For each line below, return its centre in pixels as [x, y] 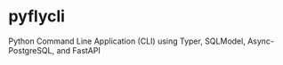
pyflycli [37, 16]
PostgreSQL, [32, 50]
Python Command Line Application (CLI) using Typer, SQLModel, [127, 41]
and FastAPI [79, 50]
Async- [261, 41]
